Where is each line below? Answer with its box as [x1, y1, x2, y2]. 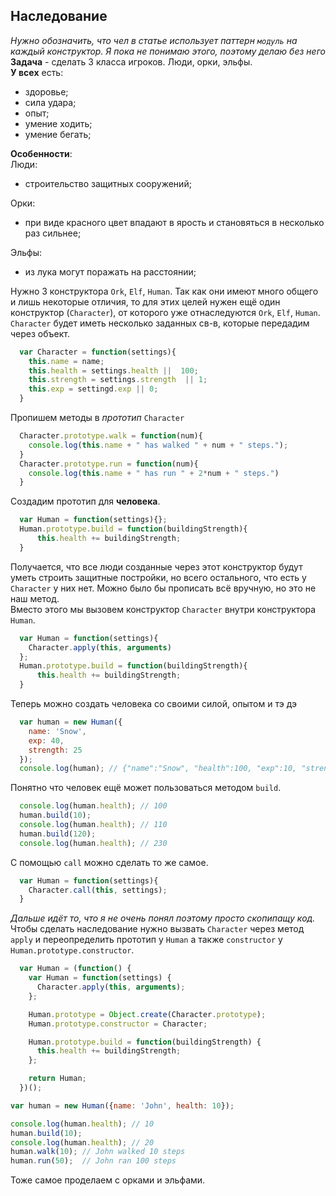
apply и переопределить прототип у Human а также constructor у [10, 934, 283, 946]
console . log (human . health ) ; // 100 [19, 801, 168, 811]
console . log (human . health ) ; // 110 [19, 820, 168, 830]
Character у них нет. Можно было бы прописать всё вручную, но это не [10, 582, 317, 594]
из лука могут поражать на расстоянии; [24, 265, 197, 278]
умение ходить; [24, 117, 93, 129]
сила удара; [24, 96, 77, 108]
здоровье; [24, 85, 69, 98]
